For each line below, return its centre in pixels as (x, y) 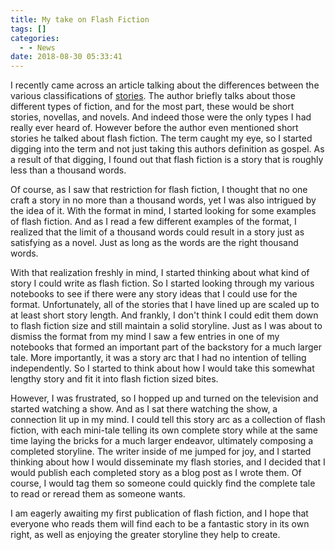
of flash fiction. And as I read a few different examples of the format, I (153, 222)
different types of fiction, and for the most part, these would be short (152, 107)
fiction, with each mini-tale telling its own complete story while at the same (164, 430)
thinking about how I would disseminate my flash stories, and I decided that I (168, 462)
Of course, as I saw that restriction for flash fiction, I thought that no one (159, 190)
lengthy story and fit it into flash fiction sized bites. (114, 379)
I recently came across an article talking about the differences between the (165, 85)
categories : (35, 38)
